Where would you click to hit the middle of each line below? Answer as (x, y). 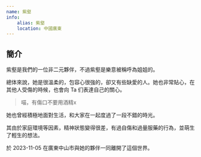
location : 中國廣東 (39, 28)
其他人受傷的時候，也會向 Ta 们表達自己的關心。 (66, 90)
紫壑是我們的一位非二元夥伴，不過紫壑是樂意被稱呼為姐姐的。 (82, 70)
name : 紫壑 (19, 12)
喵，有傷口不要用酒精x (48, 103)
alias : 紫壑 (31, 23)
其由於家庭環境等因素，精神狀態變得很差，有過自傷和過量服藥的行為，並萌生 (100, 128)
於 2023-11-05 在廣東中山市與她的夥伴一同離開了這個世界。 (80, 148)
